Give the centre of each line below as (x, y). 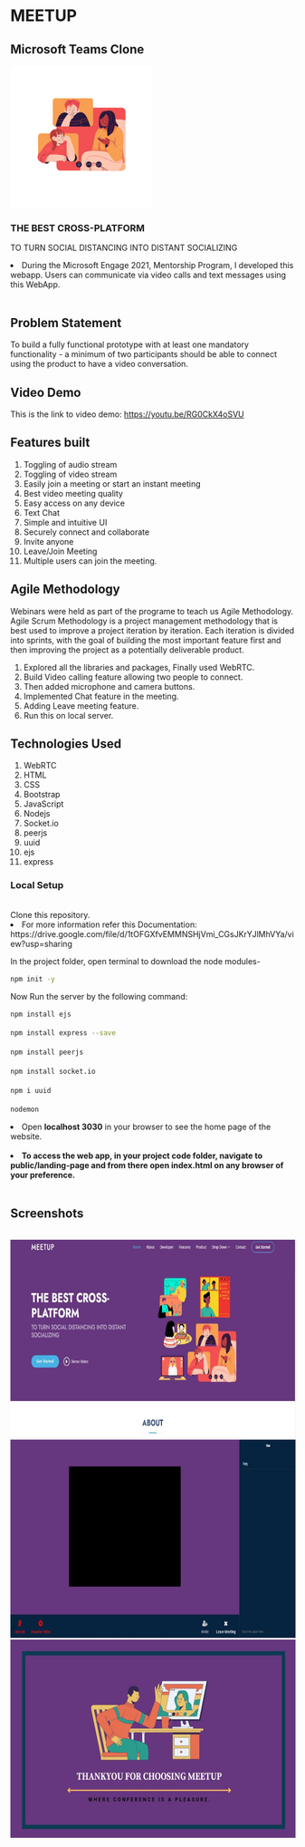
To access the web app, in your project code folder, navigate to (143, 1156)
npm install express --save (63, 1033)
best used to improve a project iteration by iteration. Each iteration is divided (152, 630)
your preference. (43, 1175)
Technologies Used (66, 744)
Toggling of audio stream (70, 464)
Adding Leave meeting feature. (81, 706)
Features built (50, 443)
